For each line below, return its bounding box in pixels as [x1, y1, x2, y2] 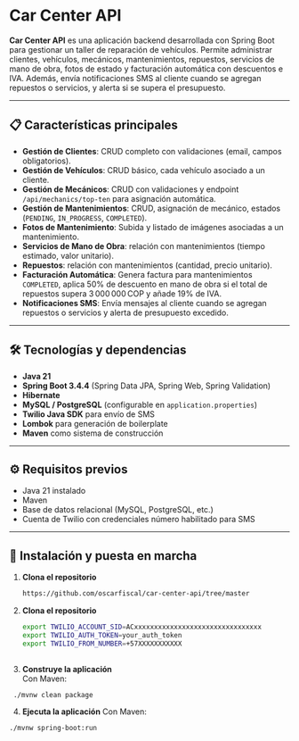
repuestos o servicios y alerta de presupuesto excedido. [21, 307, 230, 318]
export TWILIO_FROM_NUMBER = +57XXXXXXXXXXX [21, 639, 182, 648]
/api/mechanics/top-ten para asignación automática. [21, 193, 216, 204]
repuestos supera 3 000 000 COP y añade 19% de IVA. [21, 287, 222, 299]
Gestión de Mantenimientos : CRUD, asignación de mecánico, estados [21, 203, 281, 213]
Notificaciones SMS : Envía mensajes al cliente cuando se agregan [21, 297, 267, 308]
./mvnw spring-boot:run [9, 724, 98, 733]
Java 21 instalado [21, 486, 86, 496]
